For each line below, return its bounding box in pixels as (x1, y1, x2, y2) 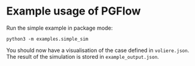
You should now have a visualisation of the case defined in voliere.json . (6, 47, 190, 54)
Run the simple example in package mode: (6, 24, 113, 31)
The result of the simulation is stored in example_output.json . (6, 53, 160, 60)
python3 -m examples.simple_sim (6, 36, 88, 42)
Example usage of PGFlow (6, 4, 141, 18)
